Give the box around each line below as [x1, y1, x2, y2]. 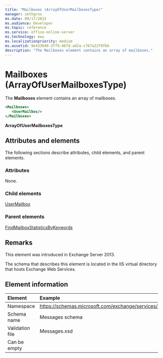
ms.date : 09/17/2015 [5, 16, 47, 21]
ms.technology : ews [5, 35, 45, 39]
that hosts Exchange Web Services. [5, 266, 76, 272]
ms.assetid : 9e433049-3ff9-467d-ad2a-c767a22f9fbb [5, 43, 110, 48]
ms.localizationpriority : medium [5, 39, 73, 44]
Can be [7, 339, 24, 346]
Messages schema [39, 314, 83, 320]
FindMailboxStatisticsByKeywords [5, 225, 73, 230]
